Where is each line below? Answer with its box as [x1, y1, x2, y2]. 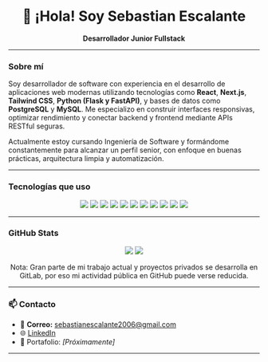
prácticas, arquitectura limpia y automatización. [8, 154, 165, 163]
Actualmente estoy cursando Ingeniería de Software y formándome [8, 137, 230, 147]
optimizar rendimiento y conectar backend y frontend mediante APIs [8, 113, 233, 123]
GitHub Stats [8, 227, 59, 238]
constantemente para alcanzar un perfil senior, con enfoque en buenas [8, 145, 242, 155]
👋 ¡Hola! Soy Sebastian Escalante [22, 7, 246, 26]
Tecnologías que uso [8, 181, 91, 192]
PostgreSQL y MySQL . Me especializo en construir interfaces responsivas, [8, 104, 255, 114]
